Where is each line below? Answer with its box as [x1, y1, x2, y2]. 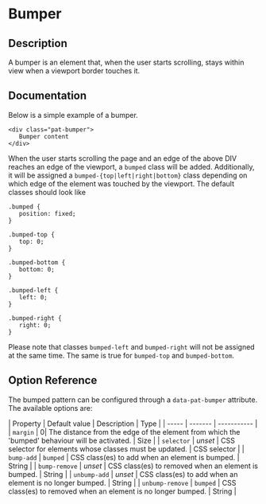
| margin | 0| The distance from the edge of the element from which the [8, 427, 241, 436]
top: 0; [18, 237, 44, 245]
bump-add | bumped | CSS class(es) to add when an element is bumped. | [8, 452, 240, 462]
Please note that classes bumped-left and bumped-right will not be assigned [8, 342, 256, 351]
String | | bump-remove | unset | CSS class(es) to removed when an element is [8, 461, 258, 471]
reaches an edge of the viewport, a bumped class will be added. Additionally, [8, 162, 255, 171]
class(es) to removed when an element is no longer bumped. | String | [8, 486, 237, 496]
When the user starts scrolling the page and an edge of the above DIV [8, 153, 237, 163]
